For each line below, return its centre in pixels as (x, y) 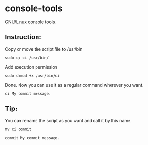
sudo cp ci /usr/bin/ (27, 58)
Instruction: (23, 37)
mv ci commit (18, 129)
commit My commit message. (32, 138)
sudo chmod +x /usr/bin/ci (32, 76)
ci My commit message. (28, 94)
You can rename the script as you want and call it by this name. (69, 120)
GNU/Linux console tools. (31, 22)
